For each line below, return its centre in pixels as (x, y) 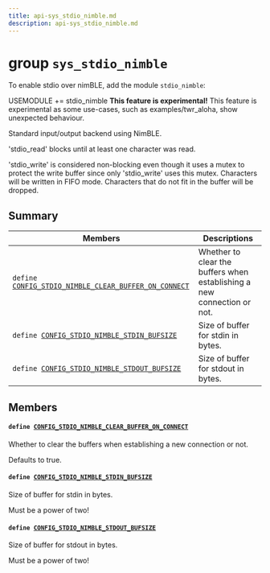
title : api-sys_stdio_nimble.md (62, 16)
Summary (33, 215)
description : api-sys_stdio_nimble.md (73, 23)
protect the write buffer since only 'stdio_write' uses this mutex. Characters (133, 173)
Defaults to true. (35, 460)
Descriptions (228, 238)
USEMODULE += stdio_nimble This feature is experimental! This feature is (133, 101)
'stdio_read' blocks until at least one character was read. (102, 149)
